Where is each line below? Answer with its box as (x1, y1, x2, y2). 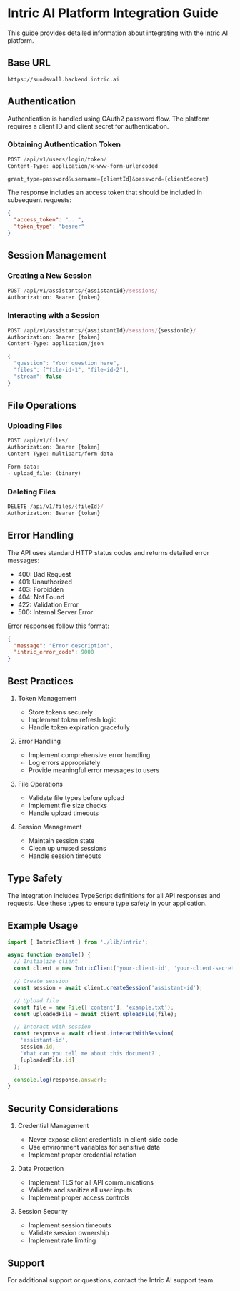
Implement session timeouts (28, 1221, 112, 1230)
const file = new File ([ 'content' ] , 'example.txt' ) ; (14, 1004, 174, 1011)
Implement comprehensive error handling (28, 750, 151, 759)
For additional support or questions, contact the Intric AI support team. (7, 1275, 216, 1284)
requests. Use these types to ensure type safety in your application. (7, 899, 207, 907)
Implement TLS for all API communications (28, 1178, 154, 1187)
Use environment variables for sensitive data (28, 1143, 161, 1152)
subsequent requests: (7, 196, 72, 204)
